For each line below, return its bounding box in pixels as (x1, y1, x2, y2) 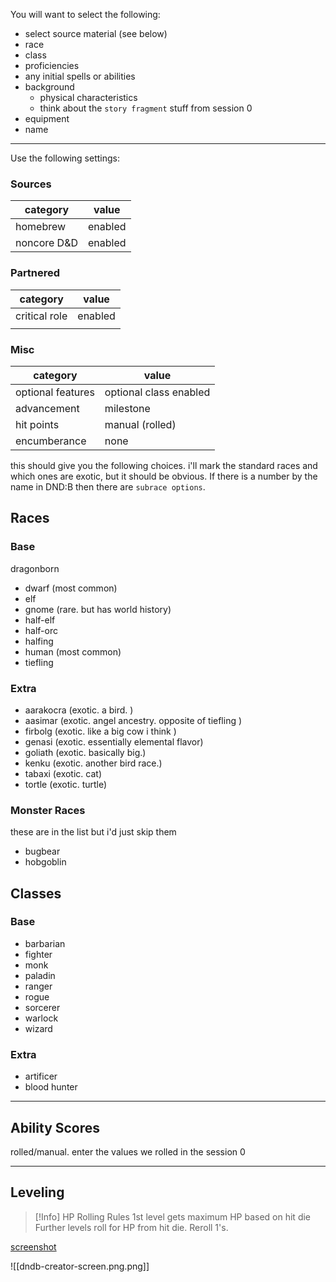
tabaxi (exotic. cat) (24, 767, 102, 779)
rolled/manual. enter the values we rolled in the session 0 (10, 1145, 246, 1158)
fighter (24, 948, 53, 960)
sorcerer (24, 1001, 61, 1013)
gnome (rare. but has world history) (24, 603, 172, 615)
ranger (24, 980, 53, 992)
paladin (24, 969, 56, 981)
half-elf (24, 614, 56, 626)
